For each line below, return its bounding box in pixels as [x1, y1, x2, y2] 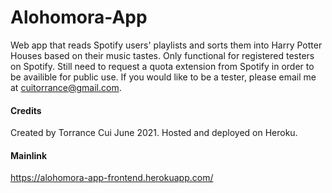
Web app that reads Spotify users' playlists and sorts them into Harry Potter [10, 39, 323, 51]
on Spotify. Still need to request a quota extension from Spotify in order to [10, 60, 315, 72]
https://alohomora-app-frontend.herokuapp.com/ [10, 172, 214, 184]
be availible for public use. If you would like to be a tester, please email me [10, 71, 317, 83]
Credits [10, 104, 42, 116]
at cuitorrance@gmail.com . [10, 81, 122, 93]
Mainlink [10, 149, 48, 161]
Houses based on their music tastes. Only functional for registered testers [10, 49, 315, 61]
